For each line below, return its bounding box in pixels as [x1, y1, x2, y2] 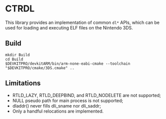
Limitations [5, 79, 41, 88]
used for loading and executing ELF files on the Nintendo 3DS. [5, 24, 133, 30]
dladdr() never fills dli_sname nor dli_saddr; [12, 103, 101, 109]
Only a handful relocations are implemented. [12, 108, 104, 114]
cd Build [5, 57, 23, 62]
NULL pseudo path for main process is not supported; [12, 98, 124, 104]
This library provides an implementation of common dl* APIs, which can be [5, 19, 160, 25]
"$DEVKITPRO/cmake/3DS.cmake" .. [5, 65, 75, 70]
